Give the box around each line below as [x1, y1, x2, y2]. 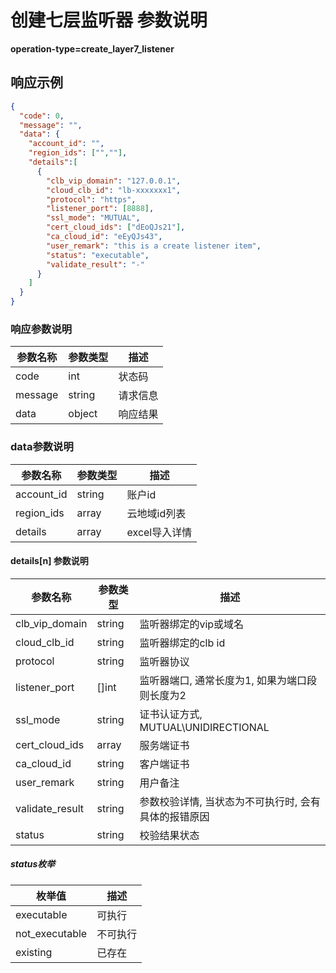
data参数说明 [10, 440, 74, 454]
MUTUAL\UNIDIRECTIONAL [139, 720, 270, 734]
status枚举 [10, 858, 56, 870]
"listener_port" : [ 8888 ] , [46, 204, 155, 214]
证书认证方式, [139, 707, 203, 721]
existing [15, 945, 53, 959]
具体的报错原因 [139, 809, 210, 823]
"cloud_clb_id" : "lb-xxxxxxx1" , [46, 185, 182, 195]
